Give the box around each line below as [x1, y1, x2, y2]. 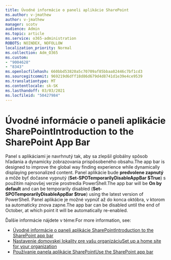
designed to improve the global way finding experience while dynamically [5, 164, 160, 170]
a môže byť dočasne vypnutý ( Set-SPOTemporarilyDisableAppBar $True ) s [5, 175, 166, 181]
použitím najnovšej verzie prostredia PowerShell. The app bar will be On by [5, 180, 162, 187]
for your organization [12, 243, 57, 250]
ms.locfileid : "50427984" [5, 93, 60, 98]
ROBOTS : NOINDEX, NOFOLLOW [5, 41, 63, 46]
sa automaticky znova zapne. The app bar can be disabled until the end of [5, 202, 160, 208]
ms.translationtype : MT [5, 79, 56, 84]
